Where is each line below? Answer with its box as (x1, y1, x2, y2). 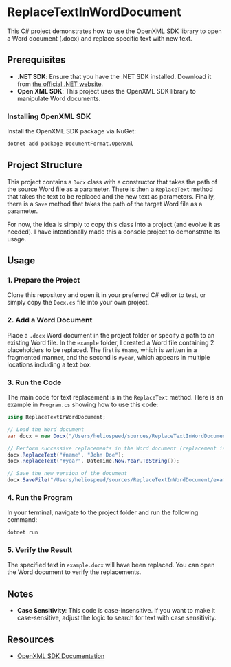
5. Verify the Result (7, 545, 73, 555)
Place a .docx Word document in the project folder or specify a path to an (7, 331, 215, 339)
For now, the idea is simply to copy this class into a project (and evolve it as (7, 220, 221, 228)
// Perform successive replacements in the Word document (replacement (7, 445, 217, 452)
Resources (7, 633, 54, 645)
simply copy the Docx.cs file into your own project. (7, 298, 150, 307)
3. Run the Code (7, 378, 62, 387)
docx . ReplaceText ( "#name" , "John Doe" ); (7, 451, 125, 458)
